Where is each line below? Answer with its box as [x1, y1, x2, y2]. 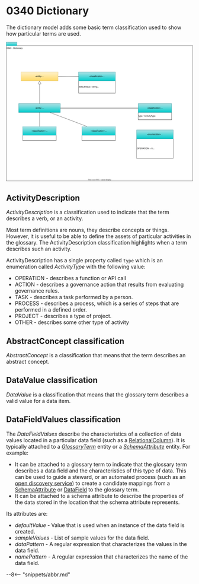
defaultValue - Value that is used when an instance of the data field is [14, 521, 185, 529]
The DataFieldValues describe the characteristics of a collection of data [6, 430, 182, 437]
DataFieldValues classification [6, 414, 121, 425]
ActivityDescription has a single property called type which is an [6, 257, 163, 264]
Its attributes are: [6, 510, 48, 517]
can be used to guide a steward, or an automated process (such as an [14, 473, 186, 480]
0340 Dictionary [6, 4, 89, 18]
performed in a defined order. [14, 306, 87, 313]
